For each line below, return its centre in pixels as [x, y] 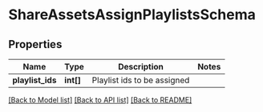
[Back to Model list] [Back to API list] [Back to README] [100, 100]
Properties [35, 44]
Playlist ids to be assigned [141, 80]
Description [141, 67]
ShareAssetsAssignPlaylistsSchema [132, 15]
